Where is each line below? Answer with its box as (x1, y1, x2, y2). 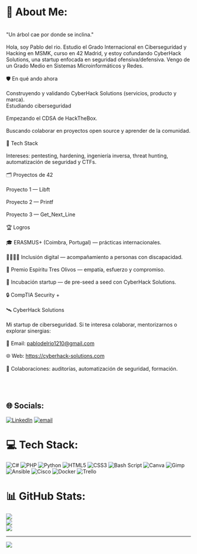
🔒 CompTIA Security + (6, 291, 60, 298)
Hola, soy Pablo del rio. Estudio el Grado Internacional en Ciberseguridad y (6, 43, 187, 51)
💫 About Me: (6, 5, 68, 19)
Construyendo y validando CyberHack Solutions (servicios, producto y (6, 89, 177, 96)
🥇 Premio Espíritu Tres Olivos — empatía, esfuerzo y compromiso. (6, 266, 165, 273)
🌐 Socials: (6, 401, 45, 411)
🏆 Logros (6, 223, 30, 231)
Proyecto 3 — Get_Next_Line (6, 211, 76, 218)
